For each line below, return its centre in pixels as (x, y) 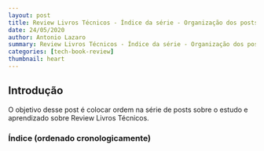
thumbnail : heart (37, 59)
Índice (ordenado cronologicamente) (80, 138)
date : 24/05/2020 (37, 30)
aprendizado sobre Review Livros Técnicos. (79, 117)
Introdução (36, 91)
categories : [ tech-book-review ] (61, 52)
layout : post (29, 15)
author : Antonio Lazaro (47, 37)
